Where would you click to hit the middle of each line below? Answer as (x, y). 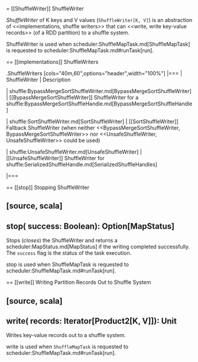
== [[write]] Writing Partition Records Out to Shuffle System (79, 282)
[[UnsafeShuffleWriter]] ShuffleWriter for (55, 158)
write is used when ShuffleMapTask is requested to (67, 347)
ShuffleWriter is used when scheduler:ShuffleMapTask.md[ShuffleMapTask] (98, 44)
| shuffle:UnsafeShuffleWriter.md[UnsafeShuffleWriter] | (74, 152)
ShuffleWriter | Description (38, 80)
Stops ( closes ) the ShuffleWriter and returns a (62, 241)
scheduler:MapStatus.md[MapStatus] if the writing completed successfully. (98, 247)
